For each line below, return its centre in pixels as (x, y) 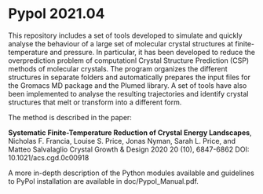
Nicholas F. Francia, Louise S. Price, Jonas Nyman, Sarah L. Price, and (122, 141)
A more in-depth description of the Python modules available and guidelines (131, 173)
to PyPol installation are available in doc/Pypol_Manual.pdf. (103, 181)
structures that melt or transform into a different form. (95, 102)
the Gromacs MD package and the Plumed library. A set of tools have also (128, 85)
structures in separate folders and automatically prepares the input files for (130, 77)
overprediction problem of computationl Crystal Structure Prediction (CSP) (129, 60)
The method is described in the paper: (70, 117)
